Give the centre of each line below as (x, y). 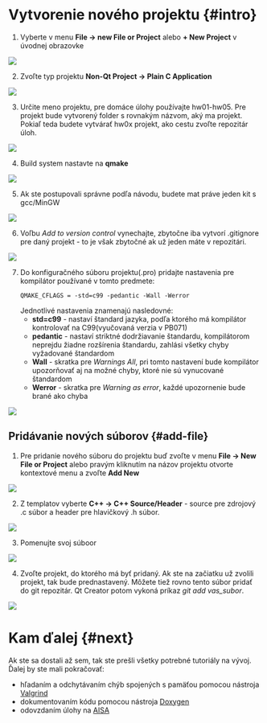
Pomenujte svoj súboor (58, 542)
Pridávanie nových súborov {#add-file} (109, 436)
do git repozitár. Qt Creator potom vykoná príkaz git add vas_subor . (132, 590)
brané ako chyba (60, 396)
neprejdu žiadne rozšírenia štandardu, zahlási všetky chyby (130, 344)
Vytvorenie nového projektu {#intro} (133, 15)
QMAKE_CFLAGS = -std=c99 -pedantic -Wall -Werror (105, 295)
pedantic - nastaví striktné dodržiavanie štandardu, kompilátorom (141, 336)
